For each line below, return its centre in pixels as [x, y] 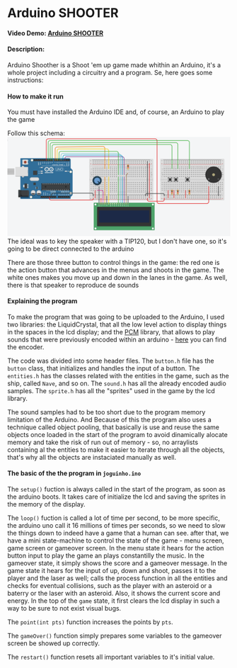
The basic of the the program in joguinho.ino [74, 473]
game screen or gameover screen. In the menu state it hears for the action [116, 548]
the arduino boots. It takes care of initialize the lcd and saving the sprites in [117, 497]
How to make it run [35, 96]
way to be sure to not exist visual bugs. [64, 608]
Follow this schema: [36, 133]
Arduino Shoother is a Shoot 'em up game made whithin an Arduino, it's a [114, 64]
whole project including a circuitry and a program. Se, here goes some [110, 72]
